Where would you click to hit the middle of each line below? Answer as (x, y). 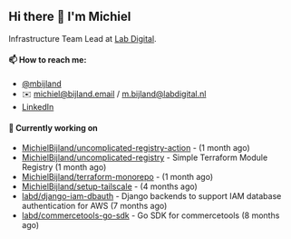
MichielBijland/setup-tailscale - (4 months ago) (110, 186)
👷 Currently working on (53, 127)
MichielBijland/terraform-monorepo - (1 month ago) (117, 177)
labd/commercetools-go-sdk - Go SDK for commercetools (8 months (150, 215)
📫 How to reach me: (48, 60)
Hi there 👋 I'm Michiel (70, 17)
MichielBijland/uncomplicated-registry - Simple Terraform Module (145, 158)
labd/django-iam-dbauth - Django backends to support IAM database (151, 196)
